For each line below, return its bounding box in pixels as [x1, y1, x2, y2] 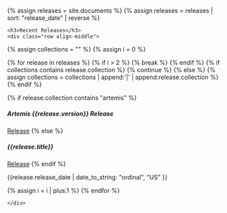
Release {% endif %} [7, 159, 67, 168]
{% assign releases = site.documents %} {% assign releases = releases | [7, 7, 213, 14]
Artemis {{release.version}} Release [7, 109, 114, 117]
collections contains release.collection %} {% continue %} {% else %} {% [7, 66, 216, 74]
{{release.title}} [7, 142, 53, 150]
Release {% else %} [7, 126, 64, 135]
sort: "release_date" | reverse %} [7, 14, 101, 22]
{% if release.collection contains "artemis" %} [7, 93, 137, 102]
